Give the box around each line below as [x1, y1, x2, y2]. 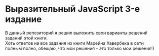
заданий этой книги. [5, 35, 48, 41]
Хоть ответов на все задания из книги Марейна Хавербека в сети [5, 40, 144, 46]
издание [5, 14, 42, 25]
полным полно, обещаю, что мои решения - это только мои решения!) [5, 45, 155, 51]
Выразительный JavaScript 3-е [5, 3, 140, 15]
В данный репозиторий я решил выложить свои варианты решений [5, 30, 148, 36]
